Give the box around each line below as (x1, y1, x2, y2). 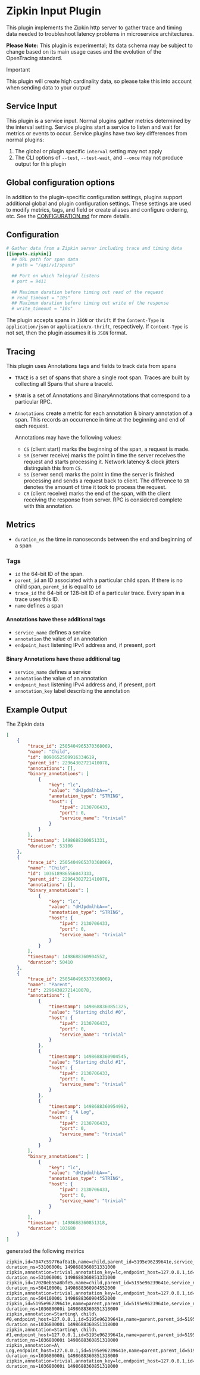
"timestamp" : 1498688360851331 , (27, 837, 108, 843)
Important (6, 66, 30, 73)
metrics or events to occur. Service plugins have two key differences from (6, 129, 187, 137)
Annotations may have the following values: (14, 433, 122, 441)
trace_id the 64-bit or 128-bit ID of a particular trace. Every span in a (14, 589, 185, 597)
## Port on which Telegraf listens (11, 272, 100, 278)
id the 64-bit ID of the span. (14, 571, 85, 578)
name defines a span (14, 602, 64, 609)
